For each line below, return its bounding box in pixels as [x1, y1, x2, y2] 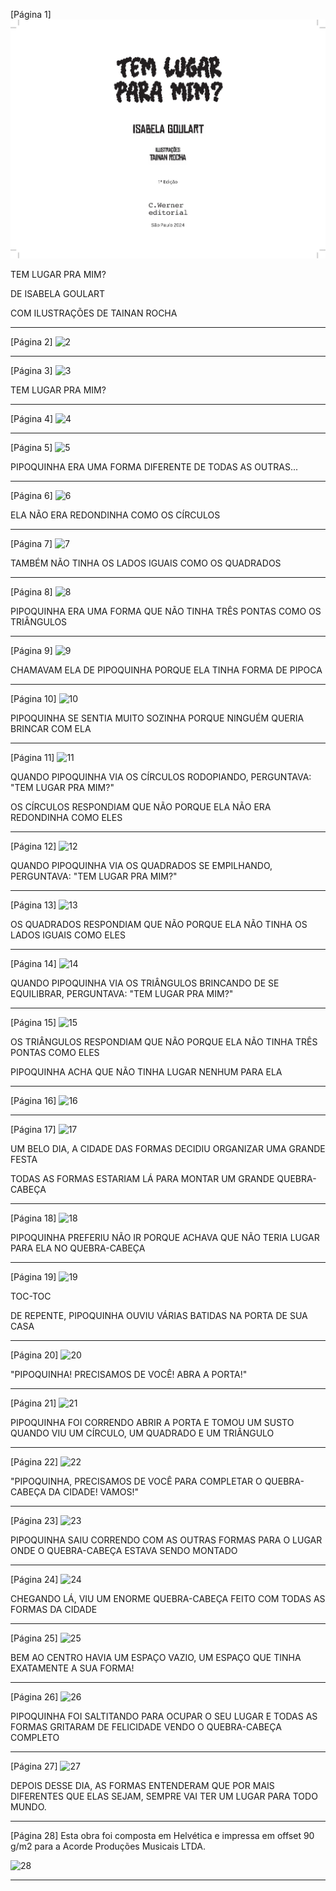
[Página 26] [10, 1691, 59, 1703]
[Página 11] [10, 752, 55, 764]
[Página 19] [10, 1271, 57, 1283]
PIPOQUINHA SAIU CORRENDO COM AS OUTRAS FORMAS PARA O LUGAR [10, 1534, 323, 1546]
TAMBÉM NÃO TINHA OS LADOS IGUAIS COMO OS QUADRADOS [10, 557, 282, 569]
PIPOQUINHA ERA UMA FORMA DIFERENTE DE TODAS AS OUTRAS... [10, 461, 299, 473]
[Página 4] [10, 413, 54, 425]
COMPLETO [10, 1732, 60, 1744]
